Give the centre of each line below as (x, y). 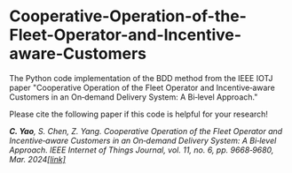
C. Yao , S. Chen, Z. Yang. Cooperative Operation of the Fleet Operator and (146, 131)
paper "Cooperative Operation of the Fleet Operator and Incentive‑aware (142, 87)
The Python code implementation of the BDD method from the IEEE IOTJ (141, 78)
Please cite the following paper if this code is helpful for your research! (139, 114)
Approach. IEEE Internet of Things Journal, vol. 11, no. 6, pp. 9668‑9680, (142, 150)
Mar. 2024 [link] (38, 159)
